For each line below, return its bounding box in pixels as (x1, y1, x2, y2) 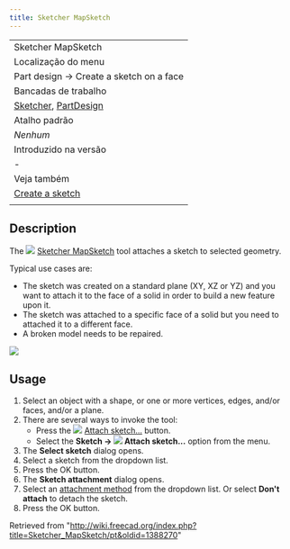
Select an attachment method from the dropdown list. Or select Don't (22, 483, 280, 495)
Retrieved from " (9, 520, 70, 531)
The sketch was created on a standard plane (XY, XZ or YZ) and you (22, 281, 276, 292)
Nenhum (14, 128, 50, 140)
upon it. (22, 300, 51, 310)
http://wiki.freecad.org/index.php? (69, 520, 197, 531)
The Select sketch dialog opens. (22, 445, 144, 456)
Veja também (14, 172, 70, 184)
